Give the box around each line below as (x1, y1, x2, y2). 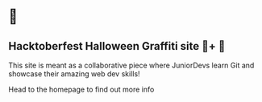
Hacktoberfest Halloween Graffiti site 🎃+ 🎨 (8, 39, 226, 53)
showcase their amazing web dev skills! (8, 69, 140, 79)
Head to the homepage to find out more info (8, 84, 155, 94)
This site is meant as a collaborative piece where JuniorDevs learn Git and (8, 60, 255, 70)
